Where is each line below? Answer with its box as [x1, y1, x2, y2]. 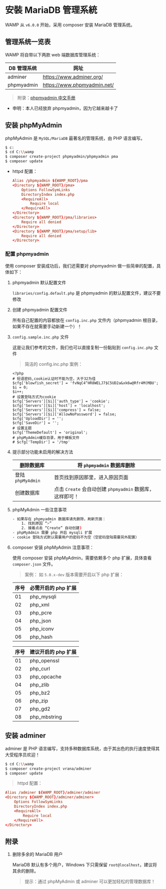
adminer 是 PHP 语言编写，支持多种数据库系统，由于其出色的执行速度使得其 [5, 745, 160, 752]
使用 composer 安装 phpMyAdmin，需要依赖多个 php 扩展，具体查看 [12, 555, 152, 561]
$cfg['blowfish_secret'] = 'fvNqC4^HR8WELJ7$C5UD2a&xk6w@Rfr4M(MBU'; [12, 380, 159, 386]
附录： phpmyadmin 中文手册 [17, 94, 76, 100]
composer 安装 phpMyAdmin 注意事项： [12, 544, 94, 550]
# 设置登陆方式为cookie [12, 394, 56, 400]
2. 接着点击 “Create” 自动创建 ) [21, 526, 82, 531]
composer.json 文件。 [12, 561, 56, 567]
